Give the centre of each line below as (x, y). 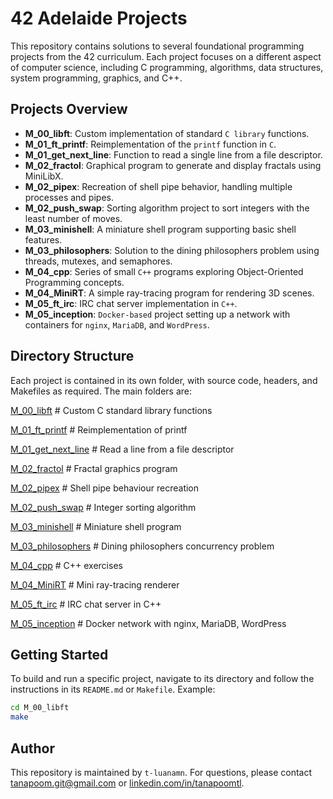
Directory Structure (72, 356)
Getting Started (59, 654)
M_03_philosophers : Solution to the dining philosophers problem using (172, 250)
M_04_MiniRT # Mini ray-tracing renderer (95, 584)
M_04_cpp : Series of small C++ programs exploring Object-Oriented (164, 271)
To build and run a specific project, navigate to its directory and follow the (162, 679)
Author (32, 748)
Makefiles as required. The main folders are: (101, 391)
